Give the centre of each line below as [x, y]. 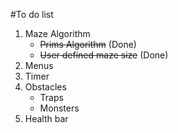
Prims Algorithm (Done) [88, 44]
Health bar [46, 118]
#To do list [32, 14]
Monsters [59, 108]
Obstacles [45, 87]
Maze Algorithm [57, 33]
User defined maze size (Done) [104, 55]
